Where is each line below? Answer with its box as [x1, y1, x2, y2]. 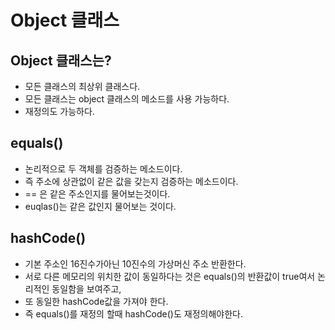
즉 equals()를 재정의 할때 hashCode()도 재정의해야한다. [24, 307, 243, 320]
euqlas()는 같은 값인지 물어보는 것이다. [24, 200, 177, 212]
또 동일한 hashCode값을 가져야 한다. [24, 295, 169, 307]
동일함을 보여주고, [51, 282, 122, 295]
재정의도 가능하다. [24, 106, 95, 117]
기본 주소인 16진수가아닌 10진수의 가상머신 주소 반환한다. [24, 257, 247, 270]
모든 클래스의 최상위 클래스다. [24, 81, 141, 92]
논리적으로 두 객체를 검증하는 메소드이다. [24, 162, 183, 175]
